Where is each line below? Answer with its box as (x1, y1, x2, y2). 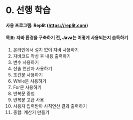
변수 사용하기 (13, 59, 39, 65)
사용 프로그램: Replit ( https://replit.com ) (6, 22, 88, 28)
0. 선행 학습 (6, 4, 51, 16)
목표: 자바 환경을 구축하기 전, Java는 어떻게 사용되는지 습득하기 (6, 34, 128, 40)
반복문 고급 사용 (13, 96, 44, 102)
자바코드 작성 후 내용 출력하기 (13, 53, 71, 59)
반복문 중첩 (13, 90, 35, 96)
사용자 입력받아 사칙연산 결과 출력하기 (13, 103, 87, 109)
